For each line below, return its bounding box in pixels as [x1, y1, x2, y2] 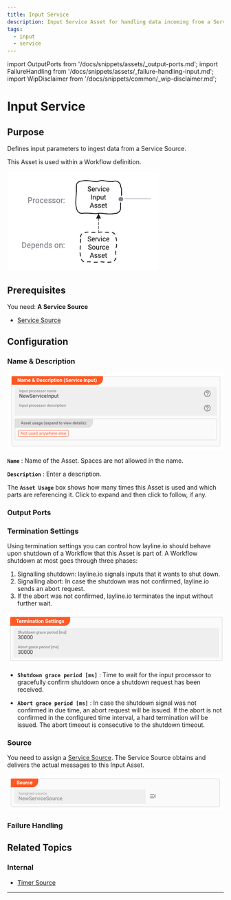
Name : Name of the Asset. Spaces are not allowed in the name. [7, 456, 184, 465]
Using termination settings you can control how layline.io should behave [7, 542, 211, 550]
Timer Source [16, 878, 56, 886]
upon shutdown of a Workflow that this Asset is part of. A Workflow [7, 549, 198, 558]
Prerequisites [7, 284, 66, 296]
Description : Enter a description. [7, 470, 102, 478]
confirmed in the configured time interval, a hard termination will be [16, 713, 208, 721]
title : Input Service [7, 11, 69, 18]
